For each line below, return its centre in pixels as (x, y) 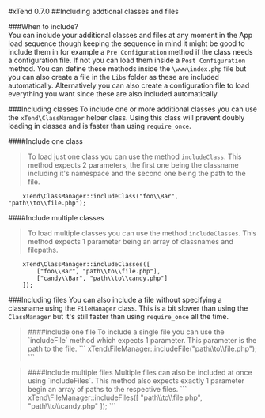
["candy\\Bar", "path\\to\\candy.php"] (102, 278)
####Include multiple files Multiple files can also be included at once (140, 372)
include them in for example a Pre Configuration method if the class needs (131, 52)
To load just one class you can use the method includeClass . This (134, 156)
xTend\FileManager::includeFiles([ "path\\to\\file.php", (115, 397)
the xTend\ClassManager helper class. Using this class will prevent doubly (127, 117)
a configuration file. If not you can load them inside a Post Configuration (127, 60)
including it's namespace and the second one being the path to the (137, 173)
